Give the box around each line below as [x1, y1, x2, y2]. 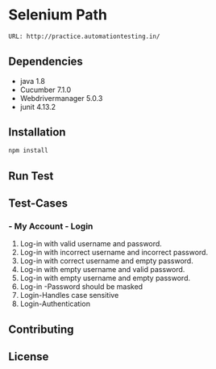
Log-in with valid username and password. [19, 239, 163, 249]
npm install [8, 147, 48, 155]
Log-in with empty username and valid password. [19, 265, 185, 275]
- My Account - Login [8, 220, 93, 232]
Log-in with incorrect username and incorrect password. [19, 248, 208, 258]
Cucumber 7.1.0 [19, 85, 71, 94]
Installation [8, 125, 66, 139]
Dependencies [8, 55, 83, 69]
